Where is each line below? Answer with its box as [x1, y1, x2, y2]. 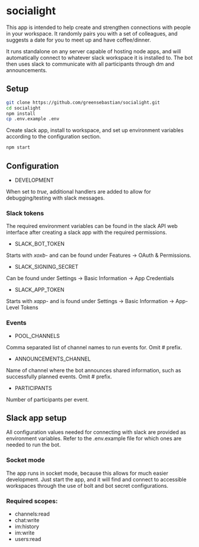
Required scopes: [6, 497, 58, 505]
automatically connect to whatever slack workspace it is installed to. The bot [6, 54, 193, 61]
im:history [14, 523, 40, 530]
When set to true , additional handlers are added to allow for [6, 188, 151, 195]
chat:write [14, 516, 40, 523]
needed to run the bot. [6, 441, 61, 448]
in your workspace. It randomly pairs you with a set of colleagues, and [6, 30, 178, 37]
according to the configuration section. [6, 133, 101, 140]
